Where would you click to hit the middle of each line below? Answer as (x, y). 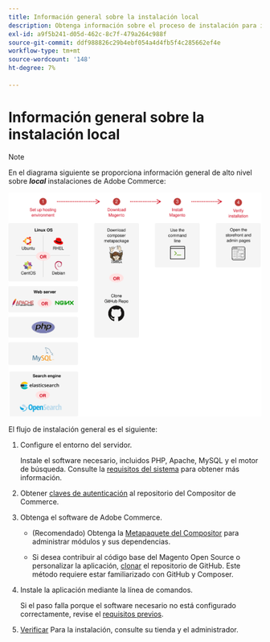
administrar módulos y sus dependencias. (101, 541)
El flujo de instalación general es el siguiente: (83, 429)
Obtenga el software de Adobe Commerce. (91, 517)
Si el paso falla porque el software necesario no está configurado (128, 605)
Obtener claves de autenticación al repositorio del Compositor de (128, 493)
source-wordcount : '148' (50, 60)
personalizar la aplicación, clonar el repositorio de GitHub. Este (136, 565)
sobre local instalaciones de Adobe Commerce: (87, 180)
